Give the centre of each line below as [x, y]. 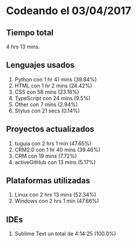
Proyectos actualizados [50, 129]
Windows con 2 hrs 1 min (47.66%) [57, 201]
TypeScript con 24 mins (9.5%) [53, 98]
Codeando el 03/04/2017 [68, 11]
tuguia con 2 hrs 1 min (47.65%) [53, 143]
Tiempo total [30, 33]
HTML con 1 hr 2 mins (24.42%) [53, 85]
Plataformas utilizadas [48, 181]
